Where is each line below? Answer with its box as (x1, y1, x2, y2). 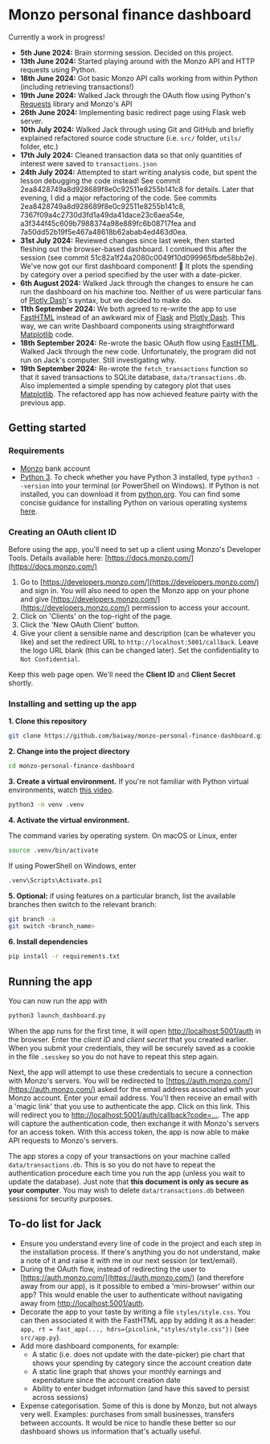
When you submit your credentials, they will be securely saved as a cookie (8, 1043, 256, 1053)
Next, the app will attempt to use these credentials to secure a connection (8, 1067, 253, 1077)
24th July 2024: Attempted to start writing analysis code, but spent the (19, 167, 257, 177)
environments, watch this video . (8, 785, 114, 795)
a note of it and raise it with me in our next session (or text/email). (19, 1255, 238, 1265)
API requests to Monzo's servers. (8, 1135, 119, 1145)
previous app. (19, 398, 66, 407)
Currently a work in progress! (8, 32, 106, 42)
